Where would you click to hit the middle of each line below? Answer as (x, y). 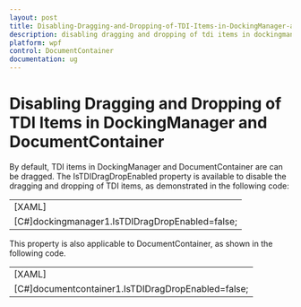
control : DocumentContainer (62, 51)
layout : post (34, 18)
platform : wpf (36, 43)
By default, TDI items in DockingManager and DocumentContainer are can (146, 166)
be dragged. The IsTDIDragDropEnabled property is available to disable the (148, 176)
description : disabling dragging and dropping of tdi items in (130, 34)
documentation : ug (43, 59)
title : (21, 26)
